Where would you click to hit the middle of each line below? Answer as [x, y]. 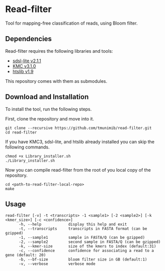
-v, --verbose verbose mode [57, 264]
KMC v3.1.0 [24, 66]
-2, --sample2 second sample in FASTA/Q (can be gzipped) [90, 242]
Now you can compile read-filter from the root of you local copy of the [78, 170]
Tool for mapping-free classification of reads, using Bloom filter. [71, 23]
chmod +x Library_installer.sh [38, 156]
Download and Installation [47, 97]
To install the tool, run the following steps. [49, 109]
